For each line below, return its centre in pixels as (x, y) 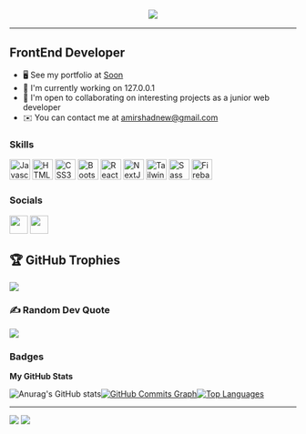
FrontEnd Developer (67, 52)
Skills (22, 145)
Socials (26, 200)
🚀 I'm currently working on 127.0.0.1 (88, 88)
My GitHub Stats (41, 377)
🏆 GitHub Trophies (65, 261)
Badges (26, 357)
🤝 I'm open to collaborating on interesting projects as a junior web (146, 98)
